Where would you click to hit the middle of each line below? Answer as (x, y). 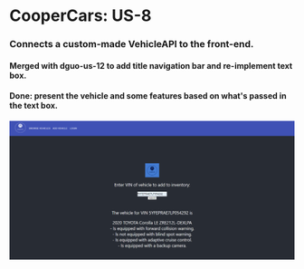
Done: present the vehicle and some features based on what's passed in (148, 96)
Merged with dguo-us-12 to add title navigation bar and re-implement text (151, 65)
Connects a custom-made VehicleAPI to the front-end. (132, 44)
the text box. (34, 106)
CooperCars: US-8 (81, 16)
